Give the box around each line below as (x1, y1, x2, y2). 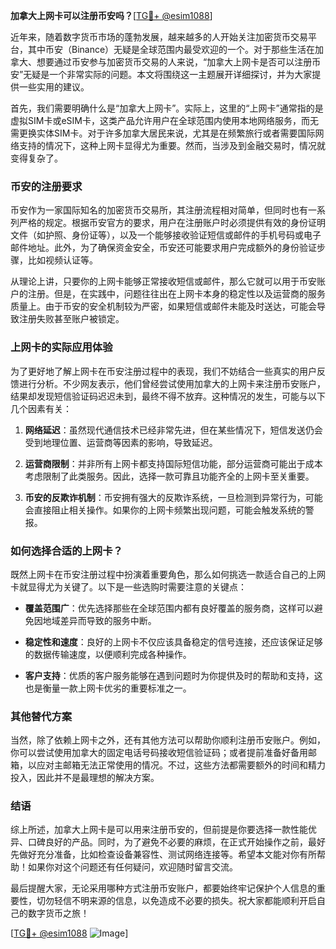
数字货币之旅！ (27, 907, 90, 919)
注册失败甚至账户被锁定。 (18, 313, 125, 325)
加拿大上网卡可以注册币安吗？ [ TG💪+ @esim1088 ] (10, 10, 213, 21)
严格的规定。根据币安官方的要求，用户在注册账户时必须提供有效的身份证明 (18, 217, 326, 229)
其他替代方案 (10, 709, 73, 723)
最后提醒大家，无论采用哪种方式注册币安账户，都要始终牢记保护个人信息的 (10, 882, 317, 894)
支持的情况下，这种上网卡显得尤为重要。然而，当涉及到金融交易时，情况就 (18, 140, 326, 151)
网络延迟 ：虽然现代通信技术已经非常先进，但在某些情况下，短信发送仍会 (24, 424, 323, 436)
